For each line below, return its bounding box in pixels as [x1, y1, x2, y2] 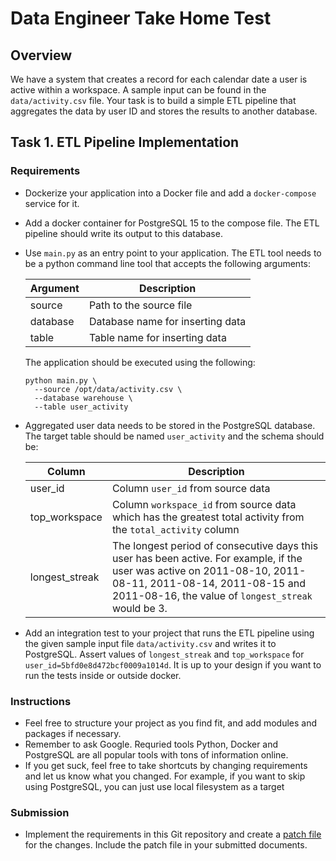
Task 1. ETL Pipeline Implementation [10, 134, 240, 151]
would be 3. [111, 601, 168, 615]
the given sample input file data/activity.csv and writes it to [24, 637, 277, 649]
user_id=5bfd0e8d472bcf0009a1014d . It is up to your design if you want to [24, 658, 322, 671]
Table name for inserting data [88, 330, 227, 344]
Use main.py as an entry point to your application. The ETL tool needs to [24, 247, 322, 259]
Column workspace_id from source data [111, 497, 297, 511]
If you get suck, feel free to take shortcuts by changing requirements [24, 759, 308, 771]
